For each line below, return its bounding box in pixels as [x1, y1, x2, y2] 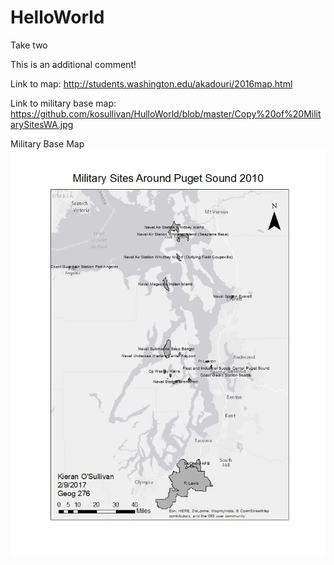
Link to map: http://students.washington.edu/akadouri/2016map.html [10, 77, 293, 90]
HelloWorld [10, 6, 105, 29]
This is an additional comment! [10, 58, 137, 70]
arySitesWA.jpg [10, 118, 74, 130]
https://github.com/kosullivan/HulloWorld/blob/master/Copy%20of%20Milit [10, 107, 322, 120]
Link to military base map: [10, 97, 117, 109]
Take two [10, 39, 48, 51]
